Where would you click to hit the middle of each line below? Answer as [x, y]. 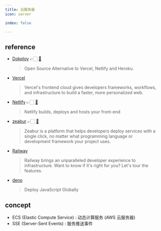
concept [18, 205]
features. [33, 171]
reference [20, 47]
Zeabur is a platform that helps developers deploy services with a [90, 131]
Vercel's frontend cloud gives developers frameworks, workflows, [90, 87]
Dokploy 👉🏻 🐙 [27, 59]
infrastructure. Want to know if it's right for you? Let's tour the [86, 166]
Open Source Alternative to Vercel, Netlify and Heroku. [79, 68]
